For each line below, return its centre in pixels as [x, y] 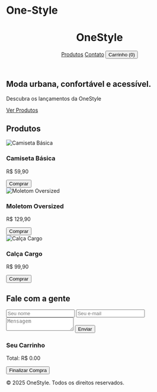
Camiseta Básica [31, 158]
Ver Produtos [22, 110]
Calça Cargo [24, 253]
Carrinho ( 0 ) [122, 55]
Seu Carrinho [26, 345]
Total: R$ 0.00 [23, 358]
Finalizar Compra [28, 370]
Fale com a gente [38, 298]
